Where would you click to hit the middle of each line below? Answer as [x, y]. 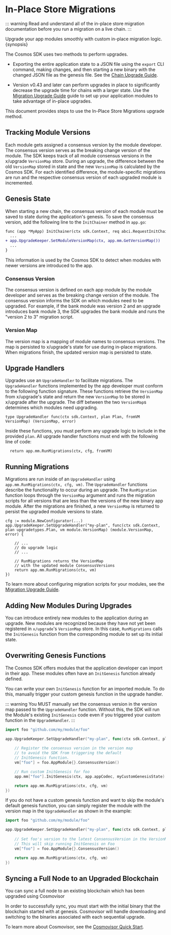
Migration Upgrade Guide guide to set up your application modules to [85, 95]
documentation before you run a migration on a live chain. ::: [68, 29]
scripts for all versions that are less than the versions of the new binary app [84, 501]
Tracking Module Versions [48, 133]
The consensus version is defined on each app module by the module [78, 290]
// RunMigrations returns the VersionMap [59, 561]
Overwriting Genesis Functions [55, 655]
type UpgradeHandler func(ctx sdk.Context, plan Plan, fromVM [73, 417]
